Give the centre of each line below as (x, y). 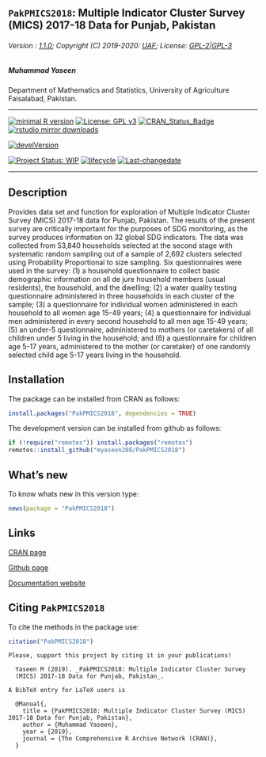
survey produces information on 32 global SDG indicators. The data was (126, 237)
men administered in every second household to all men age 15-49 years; (128, 321)
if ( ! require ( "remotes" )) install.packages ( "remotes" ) (101, 443)
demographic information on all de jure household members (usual (117, 279)
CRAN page (27, 552)
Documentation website (47, 583)
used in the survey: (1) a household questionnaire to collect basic (114, 270)
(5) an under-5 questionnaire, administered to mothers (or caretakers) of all (131, 329)
